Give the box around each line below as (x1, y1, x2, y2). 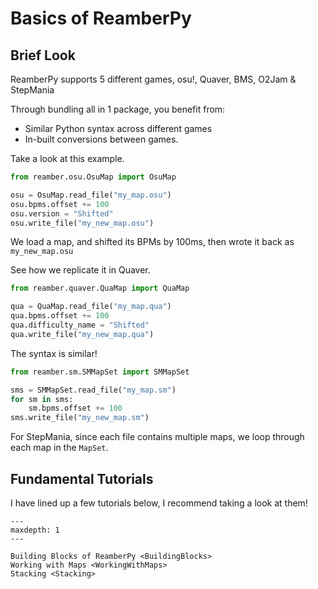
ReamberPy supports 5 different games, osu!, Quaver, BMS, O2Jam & (10, 73, 297, 85)
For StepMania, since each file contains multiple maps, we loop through (10, 431, 305, 443)
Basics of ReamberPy (10, 7, 192, 30)
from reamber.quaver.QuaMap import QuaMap (10, 283, 190, 294)
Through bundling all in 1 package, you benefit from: (10, 103, 226, 115)
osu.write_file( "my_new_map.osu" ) (10, 218, 155, 228)
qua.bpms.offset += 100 (10, 311, 110, 321)
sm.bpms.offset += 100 (28, 403, 123, 414)
